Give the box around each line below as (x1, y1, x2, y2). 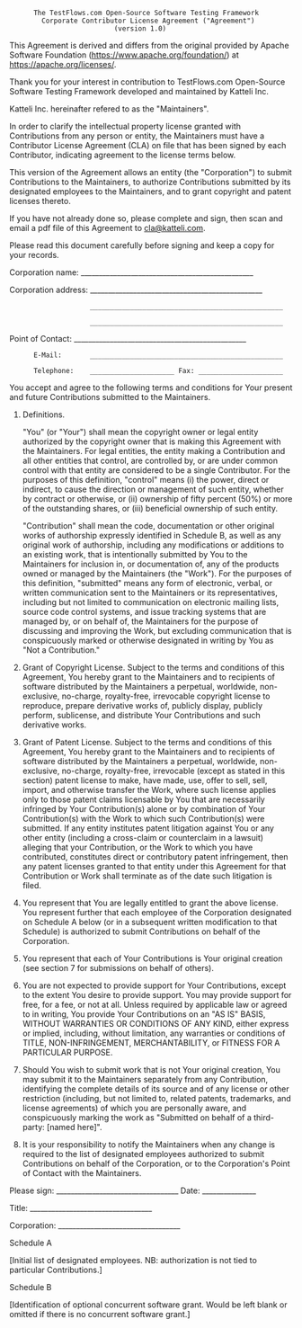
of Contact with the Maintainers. (22, 1168, 142, 1178)
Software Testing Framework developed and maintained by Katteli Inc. (9, 86, 270, 96)
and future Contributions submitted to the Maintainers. (9, 392, 211, 402)
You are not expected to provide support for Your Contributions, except (22, 980, 287, 991)
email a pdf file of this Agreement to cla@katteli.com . (9, 223, 206, 233)
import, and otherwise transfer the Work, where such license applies (22, 785, 277, 795)
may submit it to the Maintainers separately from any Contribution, (22, 1074, 269, 1084)
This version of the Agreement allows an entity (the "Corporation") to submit (9, 167, 292, 177)
